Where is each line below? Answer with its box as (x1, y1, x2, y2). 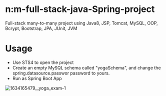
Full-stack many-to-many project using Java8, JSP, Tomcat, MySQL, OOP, (5, 20, 158, 26)
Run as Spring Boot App (12, 75, 62, 81)
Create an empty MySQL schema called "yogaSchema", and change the (12, 64, 161, 70)
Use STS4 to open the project (12, 59, 74, 65)
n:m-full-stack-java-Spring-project (5, 3, 155, 15)
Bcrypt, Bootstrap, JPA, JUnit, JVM (5, 25, 77, 31)
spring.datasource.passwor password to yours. (12, 70, 110, 76)
